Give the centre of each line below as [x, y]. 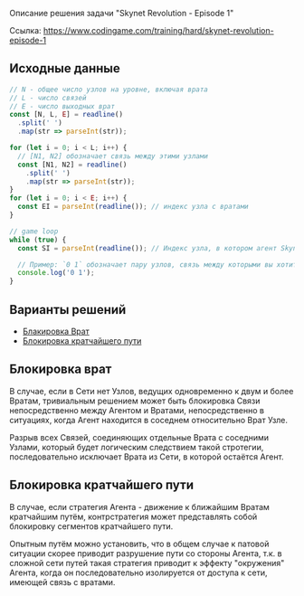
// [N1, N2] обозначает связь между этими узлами [113, 156]
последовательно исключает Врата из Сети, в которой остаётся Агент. [147, 457]
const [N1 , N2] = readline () [72, 165]
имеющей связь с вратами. [62, 582]
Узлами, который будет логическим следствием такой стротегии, [137, 447]
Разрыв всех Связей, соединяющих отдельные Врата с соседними [139, 437]
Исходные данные [65, 68]
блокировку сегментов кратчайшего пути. [91, 526]
